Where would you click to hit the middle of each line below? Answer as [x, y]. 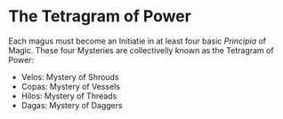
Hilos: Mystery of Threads [69, 96]
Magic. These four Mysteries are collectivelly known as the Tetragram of [141, 50]
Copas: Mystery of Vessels [71, 86]
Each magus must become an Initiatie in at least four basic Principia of [137, 41]
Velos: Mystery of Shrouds [70, 76]
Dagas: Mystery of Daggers [72, 105]
